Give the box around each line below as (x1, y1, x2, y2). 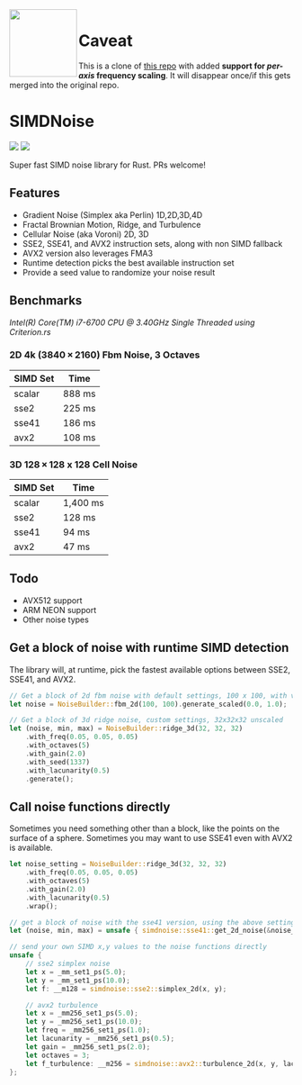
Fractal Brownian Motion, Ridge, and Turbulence (22, 219, 201, 230)
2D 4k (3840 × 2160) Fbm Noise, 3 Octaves (9, 348, 200, 361)
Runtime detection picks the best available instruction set (22, 257, 235, 268)
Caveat (78, 31, 133, 51)
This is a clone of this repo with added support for (78, 60, 266, 71)
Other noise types (22, 614, 90, 625)
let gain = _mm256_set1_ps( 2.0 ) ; (25, 1042, 151, 1052)
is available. (9, 842, 53, 854)
